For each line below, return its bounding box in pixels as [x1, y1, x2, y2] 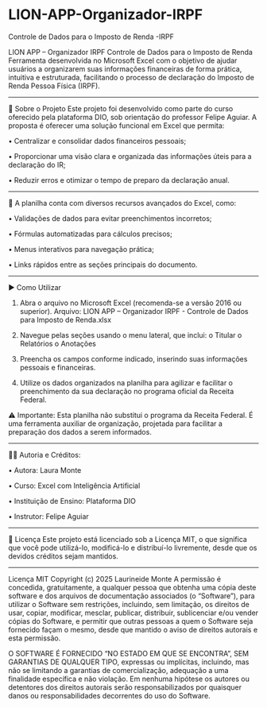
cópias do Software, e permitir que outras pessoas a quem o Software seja [8, 616, 253, 625]
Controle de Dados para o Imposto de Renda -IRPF [8, 32, 175, 41]
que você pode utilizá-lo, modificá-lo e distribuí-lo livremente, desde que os [8, 543, 257, 552]
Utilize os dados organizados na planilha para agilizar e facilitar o [19, 377, 233, 387]
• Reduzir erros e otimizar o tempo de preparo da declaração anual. [8, 175, 230, 184]
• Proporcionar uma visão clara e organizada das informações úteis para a [8, 151, 252, 161]
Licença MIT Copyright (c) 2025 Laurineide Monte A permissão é [8, 574, 221, 583]
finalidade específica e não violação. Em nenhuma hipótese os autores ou [8, 674, 250, 683]
